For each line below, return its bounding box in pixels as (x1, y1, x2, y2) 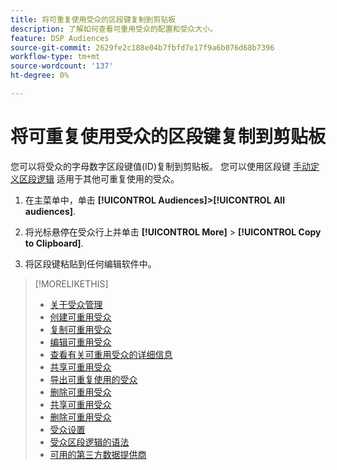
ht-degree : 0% (10, 71, 70, 81)
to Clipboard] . (24, 237, 84, 249)
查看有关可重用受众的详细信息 (49, 348, 173, 360)
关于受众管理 (49, 298, 103, 310)
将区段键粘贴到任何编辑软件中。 (24, 257, 157, 270)
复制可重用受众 (49, 323, 112, 335)
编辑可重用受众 (49, 336, 112, 348)
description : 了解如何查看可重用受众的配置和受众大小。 (10, 24, 218, 34)
